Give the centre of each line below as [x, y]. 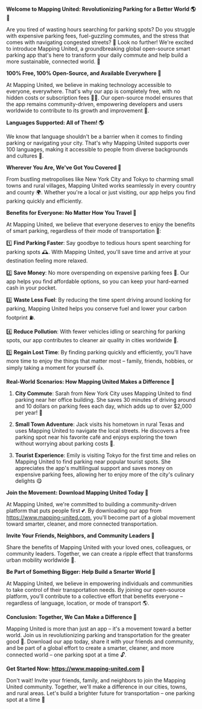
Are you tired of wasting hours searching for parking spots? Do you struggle [101, 29]
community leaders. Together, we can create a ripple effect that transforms [99, 554]
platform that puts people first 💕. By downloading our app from [84, 510]
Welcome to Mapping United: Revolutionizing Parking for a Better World [98, 9]
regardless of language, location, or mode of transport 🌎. [78, 603]
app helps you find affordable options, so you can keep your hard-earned [97, 281]
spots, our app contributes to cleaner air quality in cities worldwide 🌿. [93, 340]
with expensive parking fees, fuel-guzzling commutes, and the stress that [98, 36]
